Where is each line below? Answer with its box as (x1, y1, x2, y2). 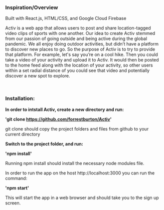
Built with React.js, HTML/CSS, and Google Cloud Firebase (5, 15, 126, 21)
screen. (5, 199, 21, 206)
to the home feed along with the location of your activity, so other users (5, 62, 153, 68)
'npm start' (5, 184, 29, 191)
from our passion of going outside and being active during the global (5, 35, 147, 41)
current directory (5, 131, 41, 137)
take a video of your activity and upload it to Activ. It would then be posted (5, 57, 159, 63)
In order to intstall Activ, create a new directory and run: (5, 106, 124, 112)
